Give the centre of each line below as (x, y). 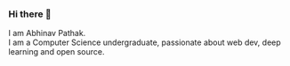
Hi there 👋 (30, 14)
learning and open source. (56, 52)
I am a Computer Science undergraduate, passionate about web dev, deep (145, 42)
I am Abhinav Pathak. (47, 33)
